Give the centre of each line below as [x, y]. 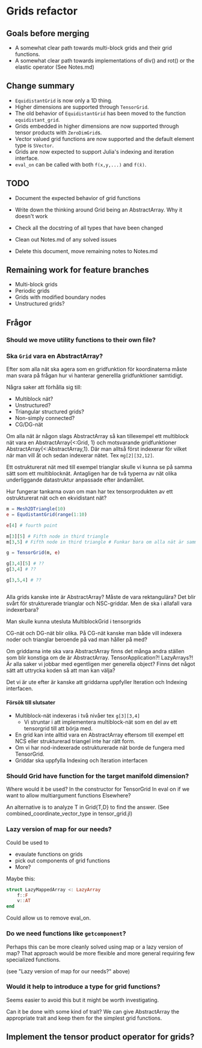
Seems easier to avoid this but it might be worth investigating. [83, 1000]
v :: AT [24, 901]
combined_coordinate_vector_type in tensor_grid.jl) [69, 814]
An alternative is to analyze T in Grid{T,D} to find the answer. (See [88, 807]
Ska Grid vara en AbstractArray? [55, 356]
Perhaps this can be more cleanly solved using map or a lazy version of [95, 947]
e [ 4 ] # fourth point [32, 526]
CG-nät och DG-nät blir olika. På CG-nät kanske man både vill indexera [94, 633]
